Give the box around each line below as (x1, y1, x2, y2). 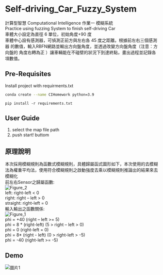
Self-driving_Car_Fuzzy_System (5, 3, 137, 15)
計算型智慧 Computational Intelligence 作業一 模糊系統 (5, 20, 113, 26)
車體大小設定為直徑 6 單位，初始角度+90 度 (5, 31, 92, 37)
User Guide (5, 114, 40, 122)
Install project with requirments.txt (5, 82, 74, 88)
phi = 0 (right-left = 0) (5, 227, 49, 233)
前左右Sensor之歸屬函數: (5, 179, 55, 185)
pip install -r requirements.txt (5, 101, 73, 106)
